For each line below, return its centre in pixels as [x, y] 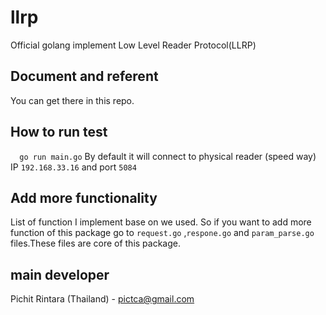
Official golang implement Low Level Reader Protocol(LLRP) [133, 45]
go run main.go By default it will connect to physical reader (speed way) [168, 156]
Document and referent [84, 76]
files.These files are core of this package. [96, 243]
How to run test [59, 132]
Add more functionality [84, 197]
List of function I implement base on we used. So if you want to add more [161, 222]
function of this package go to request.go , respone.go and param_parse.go [162, 233]
